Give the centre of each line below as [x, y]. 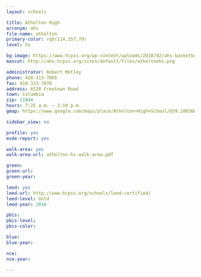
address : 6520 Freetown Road [42, 89]
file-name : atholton [32, 34]
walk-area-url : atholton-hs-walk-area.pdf [60, 155]
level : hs [19, 45]
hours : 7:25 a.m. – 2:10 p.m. [44, 106]
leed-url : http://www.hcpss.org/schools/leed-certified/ [79, 193]
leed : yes [19, 187]
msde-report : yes [28, 138]
